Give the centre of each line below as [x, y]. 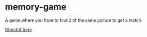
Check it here [18, 29]
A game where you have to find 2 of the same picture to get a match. [74, 20]
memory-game [36, 7]
